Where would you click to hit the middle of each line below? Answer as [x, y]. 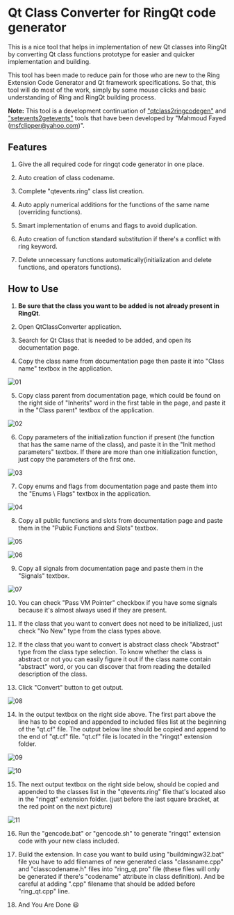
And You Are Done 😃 [48, 905]
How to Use [33, 289]
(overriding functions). [50, 212]
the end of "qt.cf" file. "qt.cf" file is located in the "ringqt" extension [115, 736]
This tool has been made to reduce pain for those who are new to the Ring [114, 75]
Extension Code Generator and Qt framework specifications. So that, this [112, 82]
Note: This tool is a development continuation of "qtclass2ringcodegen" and [117, 111]
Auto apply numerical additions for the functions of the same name [114, 204]
